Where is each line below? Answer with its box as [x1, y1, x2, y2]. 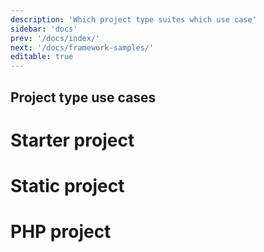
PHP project [10, 221, 112, 243]
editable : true [10, 52, 74, 62]
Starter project [10, 129, 135, 151]
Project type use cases [10, 89, 157, 106]
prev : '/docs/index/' [10, 33, 101, 43]
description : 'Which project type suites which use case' [10, 14, 257, 25]
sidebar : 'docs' [10, 24, 78, 34]
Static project [10, 174, 125, 197]
